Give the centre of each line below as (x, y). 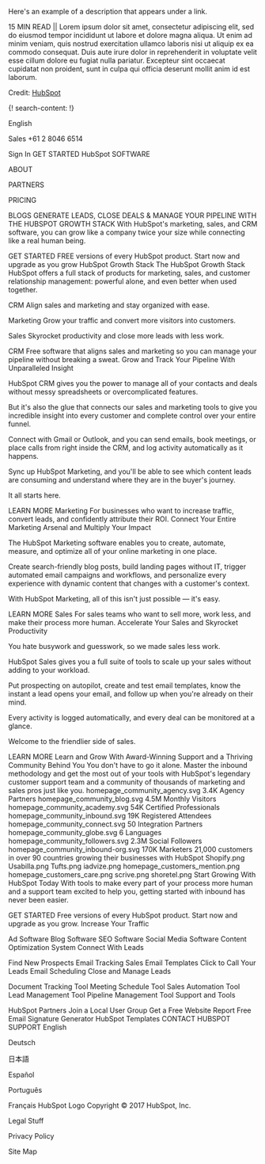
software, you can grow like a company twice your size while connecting (127, 232)
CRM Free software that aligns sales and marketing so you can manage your (132, 351)
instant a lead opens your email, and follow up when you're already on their (131, 694)
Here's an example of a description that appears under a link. (108, 11)
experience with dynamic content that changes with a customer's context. (129, 583)
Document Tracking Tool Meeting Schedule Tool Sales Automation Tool (124, 987)
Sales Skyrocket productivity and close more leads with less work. (116, 336)
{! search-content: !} (42, 108)
